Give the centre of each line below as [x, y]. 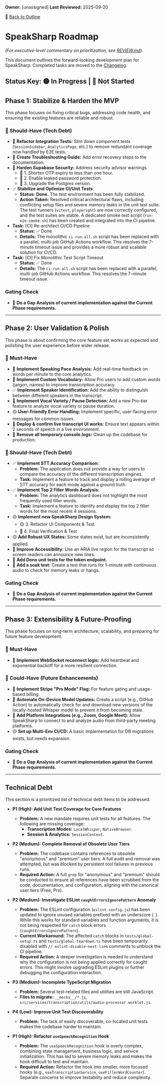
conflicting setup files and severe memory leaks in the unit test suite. [90, 205]
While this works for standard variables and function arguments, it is [89, 920]
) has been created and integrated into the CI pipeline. [101, 221]
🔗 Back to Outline [23, 17]
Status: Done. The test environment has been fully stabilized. [82, 194]
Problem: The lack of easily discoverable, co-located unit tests [84, 1021]
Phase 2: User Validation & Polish [57, 328]
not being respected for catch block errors [63, 925]
